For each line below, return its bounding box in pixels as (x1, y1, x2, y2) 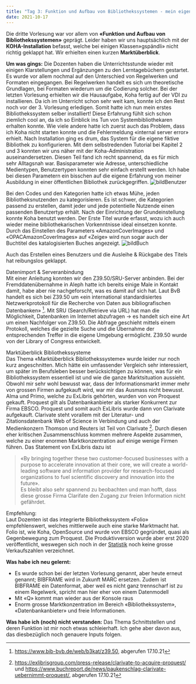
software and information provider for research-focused (40, 467, 174, 474)
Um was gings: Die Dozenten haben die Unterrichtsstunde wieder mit (6, 60, 174, 67)
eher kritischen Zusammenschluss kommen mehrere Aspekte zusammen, (6, 431, 183, 438)
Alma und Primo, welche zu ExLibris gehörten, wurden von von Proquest (6, 393, 180, 400)
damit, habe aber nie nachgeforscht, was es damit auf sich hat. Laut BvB (6, 287, 181, 294)
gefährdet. (20, 498, 46, 505)
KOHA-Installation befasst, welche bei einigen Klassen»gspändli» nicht (6, 42, 179, 50)
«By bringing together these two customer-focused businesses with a (20, 454, 188, 461)
